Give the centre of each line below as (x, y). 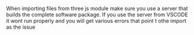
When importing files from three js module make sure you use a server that (97, 8)
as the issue (21, 27)
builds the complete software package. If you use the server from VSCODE (97, 15)
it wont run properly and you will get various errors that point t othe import (96, 21)
